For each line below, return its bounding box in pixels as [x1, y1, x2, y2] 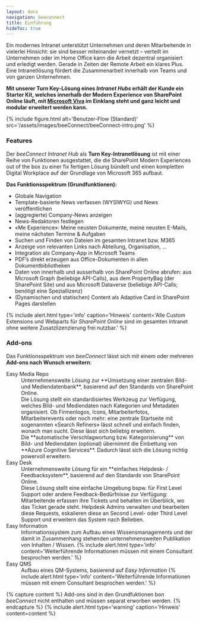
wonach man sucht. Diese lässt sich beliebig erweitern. [21, 427, 156, 434]
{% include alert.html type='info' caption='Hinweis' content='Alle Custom [6, 311, 186, 319]
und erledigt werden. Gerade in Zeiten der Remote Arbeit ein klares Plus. [6, 61, 184, 68]
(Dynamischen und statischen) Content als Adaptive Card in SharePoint [14, 293, 190, 301]
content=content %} [6, 609, 56, 617]
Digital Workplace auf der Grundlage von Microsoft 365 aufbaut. [6, 169, 163, 176]
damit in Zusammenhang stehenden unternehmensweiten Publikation [21, 534, 191, 542]
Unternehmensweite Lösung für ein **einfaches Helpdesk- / [21, 465, 168, 472]
